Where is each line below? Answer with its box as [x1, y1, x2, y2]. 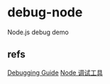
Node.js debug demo [7, 28, 69, 36]
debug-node [7, 4, 83, 21]
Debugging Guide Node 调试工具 [7, 68, 103, 77]
